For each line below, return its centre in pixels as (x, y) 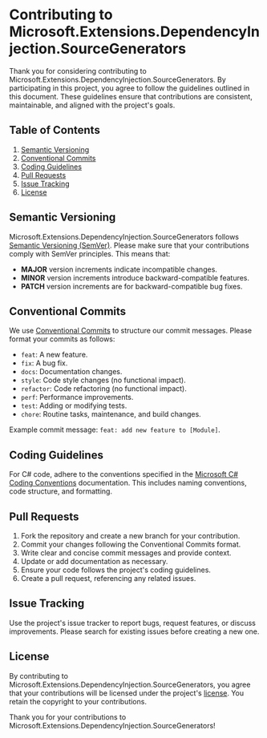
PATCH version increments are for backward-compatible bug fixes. (131, 286)
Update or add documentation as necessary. (94, 561)
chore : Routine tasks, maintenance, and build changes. (111, 414)
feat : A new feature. (54, 355)
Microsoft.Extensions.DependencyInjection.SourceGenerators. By (118, 79)
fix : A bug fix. (44, 363)
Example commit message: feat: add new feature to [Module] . (115, 429)
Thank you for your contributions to (68, 717)
